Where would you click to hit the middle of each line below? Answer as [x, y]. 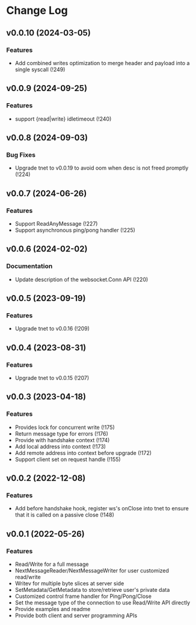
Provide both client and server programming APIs [76, 615]
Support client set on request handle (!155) [68, 459]
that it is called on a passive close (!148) [64, 515]
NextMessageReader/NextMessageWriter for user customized [92, 571]
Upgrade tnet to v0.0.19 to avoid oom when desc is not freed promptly [102, 168]
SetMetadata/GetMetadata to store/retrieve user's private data [92, 590]
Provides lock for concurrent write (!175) [65, 427]
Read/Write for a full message [52, 564]
